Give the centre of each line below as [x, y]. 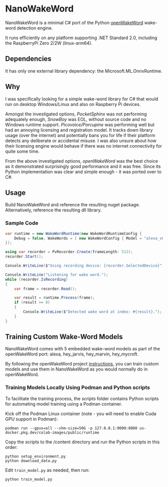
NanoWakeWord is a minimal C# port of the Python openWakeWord [74, 23]
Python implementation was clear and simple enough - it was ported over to [83, 172]
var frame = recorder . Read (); [46, 289]
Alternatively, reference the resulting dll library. [53, 210]
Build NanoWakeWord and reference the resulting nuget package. [73, 205]
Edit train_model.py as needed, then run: [47, 470]
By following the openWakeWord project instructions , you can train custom [82, 364]
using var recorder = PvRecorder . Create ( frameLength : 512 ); [69, 252]
